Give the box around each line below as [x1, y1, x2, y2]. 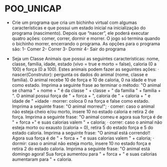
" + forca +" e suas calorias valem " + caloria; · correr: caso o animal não [11, 119, 162, 125]
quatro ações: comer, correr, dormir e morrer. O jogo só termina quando [11, 35, 160, 41]
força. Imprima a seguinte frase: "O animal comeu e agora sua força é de [11, 114, 162, 120]
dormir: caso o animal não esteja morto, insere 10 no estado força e [11, 140, 151, 146]
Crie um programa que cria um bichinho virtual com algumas [11, 19, 137, 25]
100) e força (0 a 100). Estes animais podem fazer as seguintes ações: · [11, 66, 159, 72]
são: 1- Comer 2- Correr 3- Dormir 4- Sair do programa [11, 46, 126, 52]
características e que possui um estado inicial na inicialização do [11, 24, 146, 30]
